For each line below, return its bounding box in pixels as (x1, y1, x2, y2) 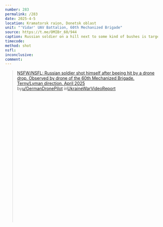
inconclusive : (5, 52, 34, 57)
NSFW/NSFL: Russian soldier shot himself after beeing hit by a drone (16, 70, 155, 76)
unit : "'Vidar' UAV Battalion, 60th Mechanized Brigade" (5, 25, 123, 30)
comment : (5, 57, 23, 62)
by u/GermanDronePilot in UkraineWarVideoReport (16, 86, 116, 91)
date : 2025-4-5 (5, 16, 36, 21)
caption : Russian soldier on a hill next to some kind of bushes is (5, 35, 147, 39)
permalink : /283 (5, 12, 38, 17)
